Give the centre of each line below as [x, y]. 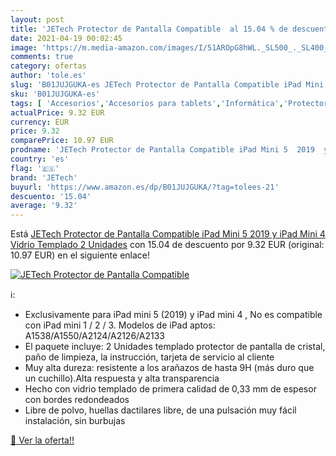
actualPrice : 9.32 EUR [57, 112]
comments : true [42, 57]
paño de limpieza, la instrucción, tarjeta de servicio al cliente [149, 357]
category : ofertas [48, 66]
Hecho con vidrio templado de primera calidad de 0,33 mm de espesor [170, 389]
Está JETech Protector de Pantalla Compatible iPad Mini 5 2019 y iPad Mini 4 [168, 234]
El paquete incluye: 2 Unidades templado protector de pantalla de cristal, [175, 347]
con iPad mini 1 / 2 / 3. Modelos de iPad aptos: [120, 325]
